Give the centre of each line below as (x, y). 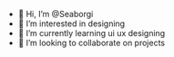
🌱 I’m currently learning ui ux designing (92, 33)
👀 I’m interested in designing (72, 24)
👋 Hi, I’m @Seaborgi (56, 14)
